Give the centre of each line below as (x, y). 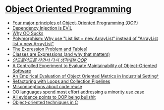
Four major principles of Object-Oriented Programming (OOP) (75, 23)
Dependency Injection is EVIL (42, 28)
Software (22, 71)
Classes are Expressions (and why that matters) (61, 54)
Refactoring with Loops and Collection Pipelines (61, 81)
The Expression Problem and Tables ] (50, 49)
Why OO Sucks (28, 33)
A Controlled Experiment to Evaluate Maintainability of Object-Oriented (84, 66)
